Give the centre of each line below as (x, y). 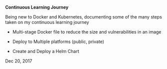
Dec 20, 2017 (19, 61)
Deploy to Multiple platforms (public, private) (58, 41)
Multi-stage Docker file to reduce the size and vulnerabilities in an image (87, 32)
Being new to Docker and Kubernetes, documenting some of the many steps (83, 17)
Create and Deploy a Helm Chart (46, 51)
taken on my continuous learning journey (47, 22)
